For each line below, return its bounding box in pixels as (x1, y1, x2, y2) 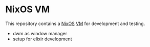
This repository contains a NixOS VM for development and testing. (5, 20, 145, 27)
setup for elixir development (12, 36, 73, 42)
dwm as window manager (12, 30, 68, 36)
